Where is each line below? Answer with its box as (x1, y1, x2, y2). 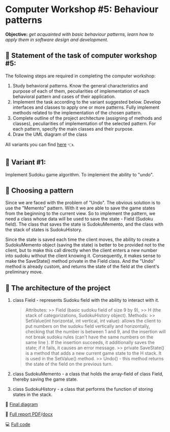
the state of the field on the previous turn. (25, 361, 113, 367)
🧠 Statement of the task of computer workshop (5, 51, 157, 60)
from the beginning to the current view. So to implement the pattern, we (5, 210, 156, 217)
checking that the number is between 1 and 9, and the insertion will (25, 329, 166, 335)
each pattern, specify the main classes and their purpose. (12, 126, 134, 132)
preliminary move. (5, 269, 43, 275)
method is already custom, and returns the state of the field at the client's (5, 263, 159, 270)
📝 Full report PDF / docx (5, 411, 53, 417)
